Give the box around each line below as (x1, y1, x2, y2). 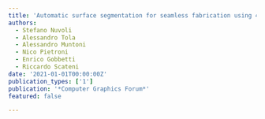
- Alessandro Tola (15, 33, 77, 42)
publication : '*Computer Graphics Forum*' (8, 84, 150, 93)
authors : (8, 19, 37, 27)
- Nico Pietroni (15, 48, 69, 56)
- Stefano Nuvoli (15, 26, 73, 34)
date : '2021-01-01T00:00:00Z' (8, 70, 108, 78)
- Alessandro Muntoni (15, 41, 87, 49)
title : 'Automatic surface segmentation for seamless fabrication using (8, 11, 252, 20)
